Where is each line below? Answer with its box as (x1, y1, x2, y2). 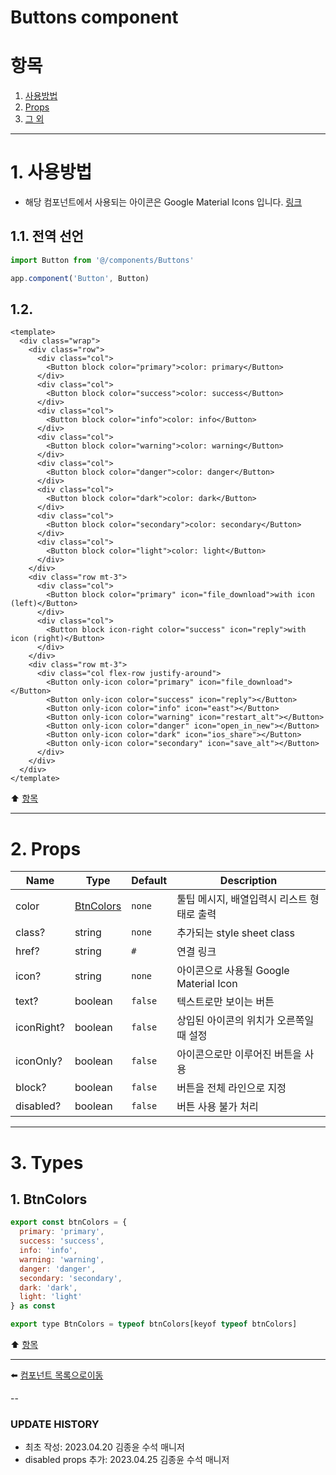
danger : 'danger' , (19, 1264, 97, 1274)
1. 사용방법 (10, 161, 93, 184)
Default (131, 874, 168, 888)
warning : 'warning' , (19, 1254, 105, 1265)
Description (219, 874, 278, 888)
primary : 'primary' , (19, 1227, 105, 1237)
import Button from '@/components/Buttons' (10, 255, 195, 265)
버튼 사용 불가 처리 (176, 1100, 259, 1114)
